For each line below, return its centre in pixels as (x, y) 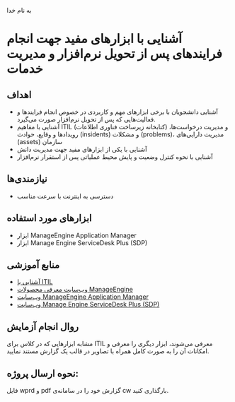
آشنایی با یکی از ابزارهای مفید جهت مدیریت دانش (82, 149)
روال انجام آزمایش (43, 327)
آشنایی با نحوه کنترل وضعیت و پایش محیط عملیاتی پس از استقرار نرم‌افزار (115, 157)
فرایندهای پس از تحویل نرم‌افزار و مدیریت (114, 54)
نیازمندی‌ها (27, 179)
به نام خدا (19, 10)
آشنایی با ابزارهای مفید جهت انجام (94, 39)
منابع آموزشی (33, 265)
